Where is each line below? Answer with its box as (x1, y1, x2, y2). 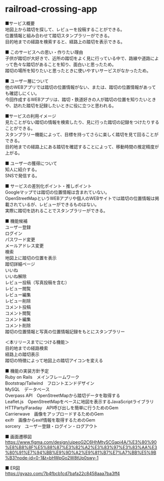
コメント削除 (5, 322, 31, 328)
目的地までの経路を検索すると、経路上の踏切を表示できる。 (5, 38, 125, 45)
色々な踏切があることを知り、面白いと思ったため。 (13, 61, 117, 67)
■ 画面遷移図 (5, 433, 32, 439)
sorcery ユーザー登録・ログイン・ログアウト (5, 423, 98, 429)
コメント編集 (5, 316, 31, 322)
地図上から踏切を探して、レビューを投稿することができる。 (5, 26, 125, 32)
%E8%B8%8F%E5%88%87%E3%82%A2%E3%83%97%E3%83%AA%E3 (5, 444, 158, 450)
